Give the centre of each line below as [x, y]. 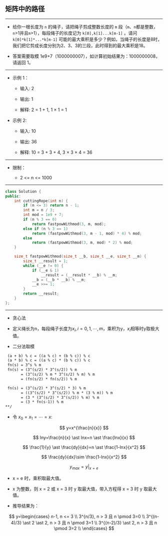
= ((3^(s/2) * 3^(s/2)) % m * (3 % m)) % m [67, 393]
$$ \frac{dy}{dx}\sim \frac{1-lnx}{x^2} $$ [84, 457]
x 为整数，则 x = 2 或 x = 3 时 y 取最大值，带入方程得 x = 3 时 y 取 [80, 489]
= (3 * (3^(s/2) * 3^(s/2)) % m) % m [60, 397]
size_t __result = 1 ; [46, 261]
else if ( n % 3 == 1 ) [46, 229]
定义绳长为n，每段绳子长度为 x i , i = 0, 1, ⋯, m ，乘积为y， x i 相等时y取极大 [86, 329]
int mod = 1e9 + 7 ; [43, 215]
